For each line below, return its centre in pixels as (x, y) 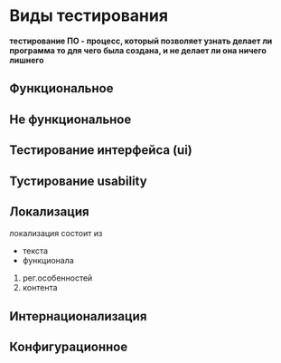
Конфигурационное (69, 347)
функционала (48, 261)
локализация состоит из (56, 234)
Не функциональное (70, 119)
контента (40, 288)
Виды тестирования (89, 16)
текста (35, 251)
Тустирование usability (78, 181)
